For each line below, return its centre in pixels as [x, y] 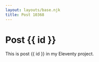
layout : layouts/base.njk [33, 10]
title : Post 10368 [25, 15]
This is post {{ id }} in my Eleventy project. [50, 54]
